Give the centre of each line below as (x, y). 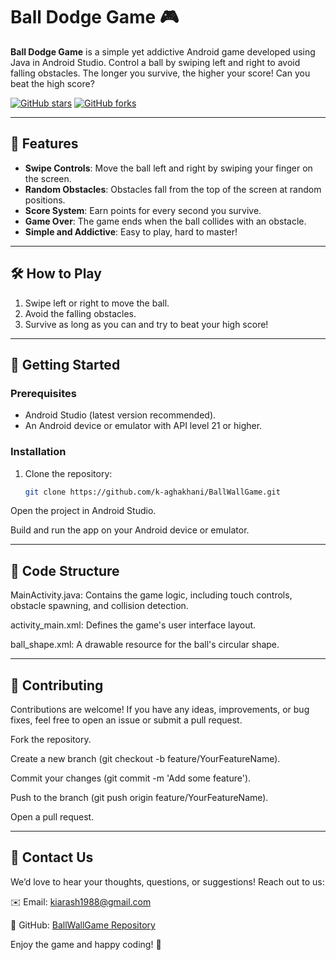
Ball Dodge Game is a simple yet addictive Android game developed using (163, 51)
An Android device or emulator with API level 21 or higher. (143, 426)
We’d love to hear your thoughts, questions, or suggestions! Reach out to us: (167, 881)
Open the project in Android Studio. (83, 511)
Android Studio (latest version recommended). (120, 415)
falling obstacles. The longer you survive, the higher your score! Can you (160, 73)
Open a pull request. (52, 817)
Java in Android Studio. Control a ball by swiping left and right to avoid (155, 62)
